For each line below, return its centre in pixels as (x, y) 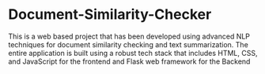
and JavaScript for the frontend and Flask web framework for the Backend (129, 61)
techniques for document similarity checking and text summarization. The (129, 44)
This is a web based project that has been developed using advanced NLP (129, 36)
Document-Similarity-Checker (110, 15)
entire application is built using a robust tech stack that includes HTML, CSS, (133, 53)
